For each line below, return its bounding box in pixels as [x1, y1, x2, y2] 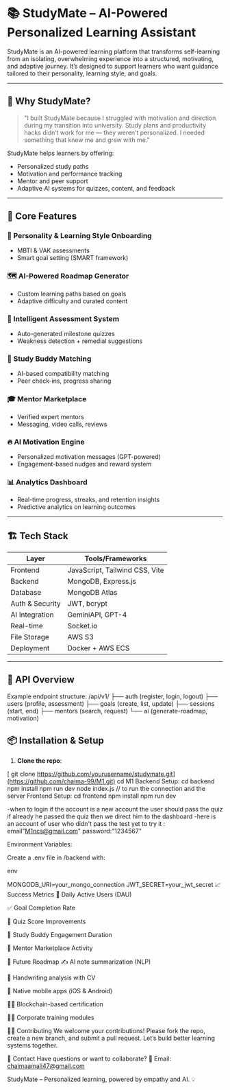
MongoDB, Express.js [67, 577, 137, 587]
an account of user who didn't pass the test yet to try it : [7, 819, 166, 827]
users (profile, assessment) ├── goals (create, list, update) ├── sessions [7, 699, 215, 707]
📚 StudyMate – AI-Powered [7, 5, 168, 21]
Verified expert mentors [16, 412, 84, 420]
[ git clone [7, 770, 36, 778]
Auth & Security [10, 599, 61, 608]
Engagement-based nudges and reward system [16, 460, 152, 468]
